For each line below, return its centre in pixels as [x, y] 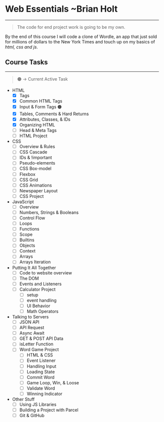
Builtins [27, 240]
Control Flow [32, 218]
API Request [32, 328]
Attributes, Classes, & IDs [45, 119]
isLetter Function [36, 344]
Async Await [32, 333]
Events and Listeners [41, 284]
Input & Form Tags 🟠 [41, 106]
